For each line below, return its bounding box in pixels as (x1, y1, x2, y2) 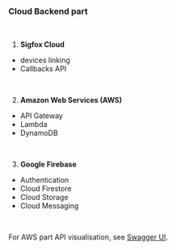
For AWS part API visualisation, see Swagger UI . (8, 232, 168, 242)
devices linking (19, 55, 70, 66)
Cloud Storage (19, 193, 69, 202)
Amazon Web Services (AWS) (19, 95, 123, 105)
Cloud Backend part (8, 6, 89, 17)
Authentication (19, 176, 69, 185)
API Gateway (19, 111, 63, 121)
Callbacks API (19, 64, 67, 74)
